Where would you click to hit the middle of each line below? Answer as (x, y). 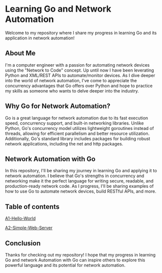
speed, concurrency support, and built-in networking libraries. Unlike (74, 123)
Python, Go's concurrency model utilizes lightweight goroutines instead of (80, 128)
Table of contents (32, 207)
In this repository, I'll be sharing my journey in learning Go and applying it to (81, 171)
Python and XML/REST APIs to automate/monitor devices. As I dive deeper (80, 75)
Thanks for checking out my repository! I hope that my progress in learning (81, 255)
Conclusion (23, 243)
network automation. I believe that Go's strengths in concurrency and (75, 176)
